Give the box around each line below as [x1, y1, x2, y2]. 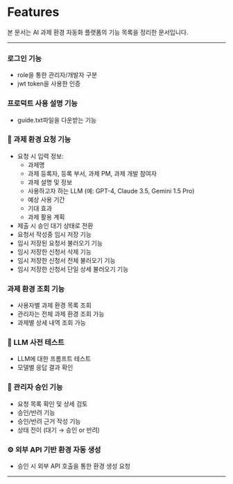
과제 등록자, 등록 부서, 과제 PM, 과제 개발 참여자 [27, 169, 157, 177]
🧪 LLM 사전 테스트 [7, 338, 64, 348]
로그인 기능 [7, 54, 42, 63]
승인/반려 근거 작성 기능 [17, 417, 81, 425]
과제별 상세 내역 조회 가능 [17, 318, 87, 327]
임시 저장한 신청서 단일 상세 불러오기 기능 [17, 265, 129, 273]
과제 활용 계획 [27, 213, 65, 221]
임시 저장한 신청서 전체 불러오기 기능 [17, 256, 116, 264]
